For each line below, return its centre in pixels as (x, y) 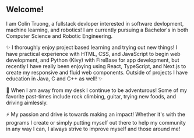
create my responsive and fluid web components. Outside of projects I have (97, 72)
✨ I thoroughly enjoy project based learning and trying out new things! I (92, 47)
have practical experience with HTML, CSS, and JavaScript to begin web (93, 54)
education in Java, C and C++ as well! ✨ (54, 79)
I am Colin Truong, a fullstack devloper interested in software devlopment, (95, 23)
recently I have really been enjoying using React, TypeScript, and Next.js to (96, 66)
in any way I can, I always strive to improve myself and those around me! (93, 129)
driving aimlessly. (27, 102)
